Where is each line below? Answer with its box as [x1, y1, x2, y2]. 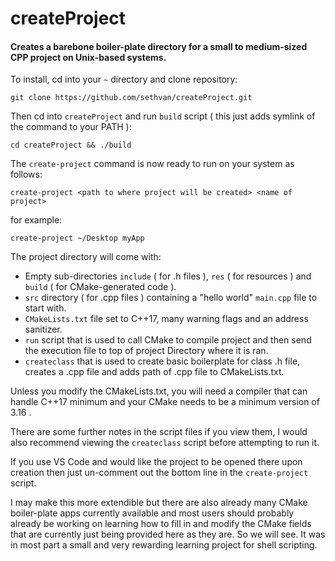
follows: [10, 168, 43, 181]
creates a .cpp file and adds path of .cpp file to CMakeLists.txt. [24, 366, 285, 378]
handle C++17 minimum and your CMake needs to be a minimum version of [10, 396, 320, 408]
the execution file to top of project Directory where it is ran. [24, 345, 269, 357]
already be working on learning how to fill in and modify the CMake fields [10, 518, 312, 530]
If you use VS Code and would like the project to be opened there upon [10, 456, 303, 468]
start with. [24, 302, 67, 314]
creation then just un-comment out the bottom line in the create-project [10, 467, 309, 479]
